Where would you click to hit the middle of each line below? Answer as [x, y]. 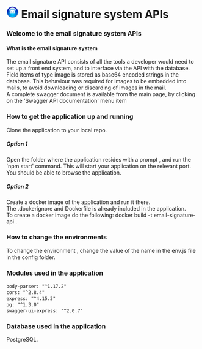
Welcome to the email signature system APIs [74, 34]
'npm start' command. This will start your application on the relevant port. [99, 166]
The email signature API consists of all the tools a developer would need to [100, 62]
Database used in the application [56, 326]
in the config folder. [31, 257]
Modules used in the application [55, 273]
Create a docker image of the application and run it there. [78, 202]
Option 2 [18, 187]
